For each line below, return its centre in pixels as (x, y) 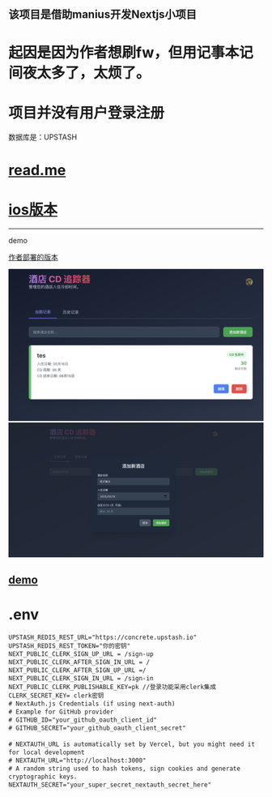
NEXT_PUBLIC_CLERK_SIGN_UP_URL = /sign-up (81, 654)
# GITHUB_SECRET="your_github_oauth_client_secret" (97, 728)
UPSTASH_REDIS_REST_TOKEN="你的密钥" (70, 646)
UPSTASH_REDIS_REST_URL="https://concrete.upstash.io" (103, 637)
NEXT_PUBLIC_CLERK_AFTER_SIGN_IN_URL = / (79, 662)
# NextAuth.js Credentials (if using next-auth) (92, 704)
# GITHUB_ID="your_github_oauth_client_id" (83, 720)
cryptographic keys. (43, 777)
